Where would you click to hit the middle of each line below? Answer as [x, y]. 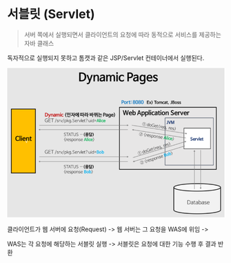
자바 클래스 [39, 43]
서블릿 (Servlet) [51, 14]
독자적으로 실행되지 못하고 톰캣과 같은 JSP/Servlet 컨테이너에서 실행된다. [106, 58]
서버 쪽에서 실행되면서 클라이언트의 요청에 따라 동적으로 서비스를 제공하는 [123, 35]
